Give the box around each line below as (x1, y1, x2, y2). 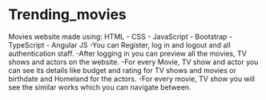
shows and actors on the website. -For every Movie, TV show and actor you (8, 57, 259, 67)
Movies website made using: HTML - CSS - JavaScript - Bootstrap (8, 32, 228, 41)
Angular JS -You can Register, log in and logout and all (51, 40, 231, 49)
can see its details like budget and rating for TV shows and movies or (8, 65, 236, 75)
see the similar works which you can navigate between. (8, 82, 191, 92)
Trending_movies (8, 6, 127, 24)
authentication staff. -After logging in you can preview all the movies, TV (8, 48, 247, 58)
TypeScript (8, 40, 45, 49)
